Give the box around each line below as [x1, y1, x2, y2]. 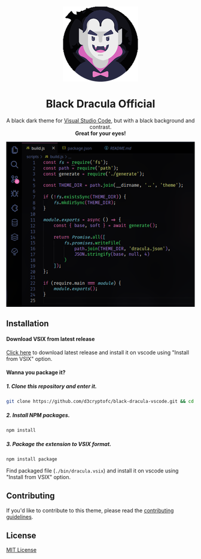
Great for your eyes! [75, 130, 126, 137]
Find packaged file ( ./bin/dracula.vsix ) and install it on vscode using [6, 467, 179, 474]
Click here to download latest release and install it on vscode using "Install [6, 349, 190, 356]
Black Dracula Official [45, 97, 156, 111]
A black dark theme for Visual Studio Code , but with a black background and [6, 116, 195, 124]
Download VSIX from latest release [6, 336, 95, 343]
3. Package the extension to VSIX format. [6, 440, 112, 447]
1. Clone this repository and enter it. [6, 382, 97, 390]
